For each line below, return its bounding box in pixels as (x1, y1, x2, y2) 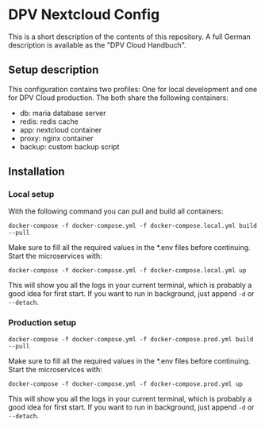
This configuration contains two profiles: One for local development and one (8, 84, 258, 94)
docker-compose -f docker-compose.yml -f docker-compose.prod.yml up (8, 379, 244, 388)
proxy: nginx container (19, 133, 94, 143)
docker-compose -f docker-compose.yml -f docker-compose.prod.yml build (8, 335, 254, 343)
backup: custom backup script (19, 141, 120, 152)
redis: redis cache (19, 117, 79, 126)
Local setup (8, 189, 55, 200)
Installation (8, 165, 65, 179)
